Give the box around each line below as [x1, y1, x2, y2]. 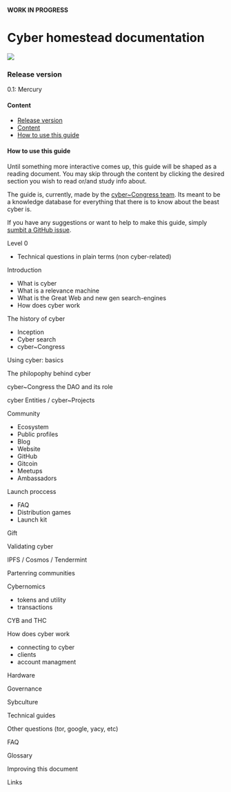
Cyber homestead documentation [7, 30, 205, 46]
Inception [17, 328, 45, 336]
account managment [17, 657, 77, 666]
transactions [17, 603, 53, 611]
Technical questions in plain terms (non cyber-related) [17, 252, 172, 261]
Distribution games [17, 508, 71, 516]
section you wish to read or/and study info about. [7, 177, 147, 185]
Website [17, 444, 41, 453]
